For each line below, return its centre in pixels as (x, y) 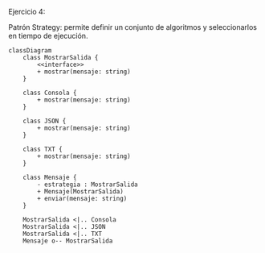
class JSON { (45, 121)
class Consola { (50, 93)
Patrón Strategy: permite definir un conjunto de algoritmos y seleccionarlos (132, 27)
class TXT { (43, 149)
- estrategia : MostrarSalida (88, 185)
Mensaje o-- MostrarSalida (68, 241)
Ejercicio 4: (27, 12)
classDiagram (30, 51)
